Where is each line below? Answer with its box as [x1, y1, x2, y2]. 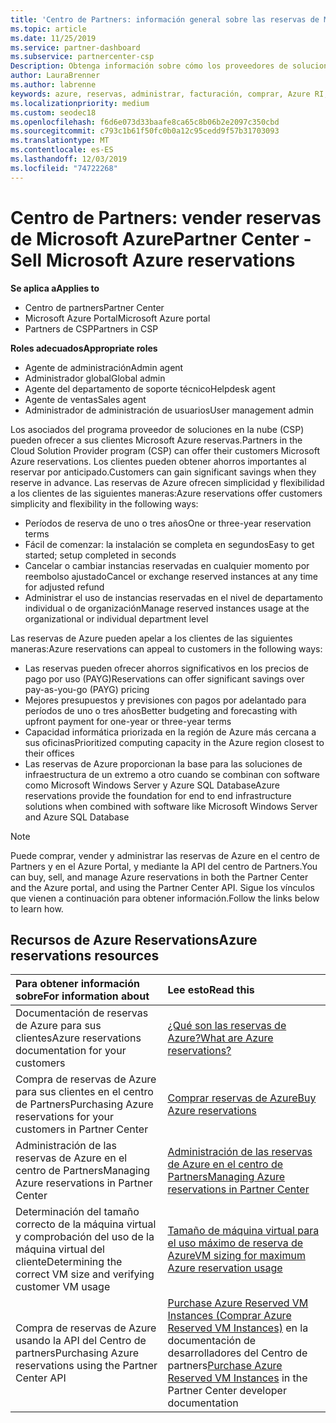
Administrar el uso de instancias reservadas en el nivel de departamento [24, 591, 324, 603]
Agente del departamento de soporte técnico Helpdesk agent [24, 382, 276, 395]
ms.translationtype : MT [10, 136, 110, 146]
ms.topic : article [10, 24, 87, 34]
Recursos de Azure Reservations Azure [10, 931, 258, 948]
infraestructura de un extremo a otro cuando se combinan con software [24, 768, 320, 780]
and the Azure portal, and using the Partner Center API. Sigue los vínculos [10, 881, 315, 893]
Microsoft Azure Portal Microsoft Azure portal [24, 312, 211, 324]
